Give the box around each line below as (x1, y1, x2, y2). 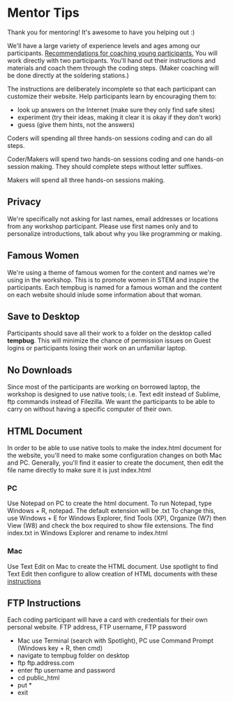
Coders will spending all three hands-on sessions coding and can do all (7, 134, 213, 142)
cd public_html (17, 673, 60, 682)
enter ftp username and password (17, 666, 115, 675)
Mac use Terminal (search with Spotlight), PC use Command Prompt (17, 636, 214, 645)
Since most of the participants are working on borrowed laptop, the (7, 382, 201, 391)
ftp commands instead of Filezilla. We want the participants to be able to (7, 398, 215, 406)
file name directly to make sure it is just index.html (7, 466, 151, 474)
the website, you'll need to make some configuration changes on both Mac (7, 451, 223, 459)
